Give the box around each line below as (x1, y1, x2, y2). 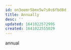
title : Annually (5, 12, 39, 17)
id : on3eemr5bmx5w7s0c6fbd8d (5, 7, 66, 13)
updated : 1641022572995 (5, 21, 55, 27)
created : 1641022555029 (5, 26, 55, 31)
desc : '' (5, 17, 24, 22)
